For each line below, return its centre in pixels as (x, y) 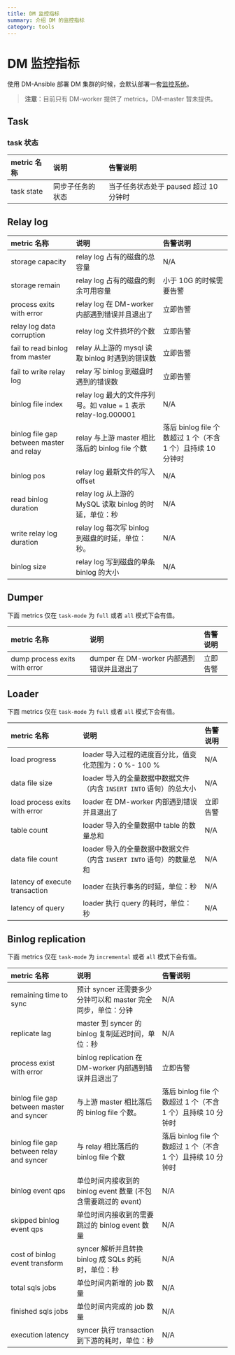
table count (29, 831)
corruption (28, 335)
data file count (34, 859)
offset (86, 481)
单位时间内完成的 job (111, 1307)
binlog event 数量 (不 (111, 1191)
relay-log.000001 (106, 415)
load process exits (41, 803)
